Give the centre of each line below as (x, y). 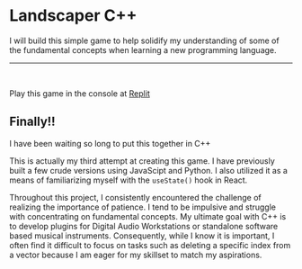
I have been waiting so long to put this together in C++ (110, 143)
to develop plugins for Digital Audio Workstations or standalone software (144, 226)
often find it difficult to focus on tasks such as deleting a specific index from (150, 245)
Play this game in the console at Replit (80, 93)
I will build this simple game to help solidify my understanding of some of (145, 40)
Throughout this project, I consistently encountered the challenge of (136, 197)
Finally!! (32, 122)
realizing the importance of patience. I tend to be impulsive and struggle (143, 207)
